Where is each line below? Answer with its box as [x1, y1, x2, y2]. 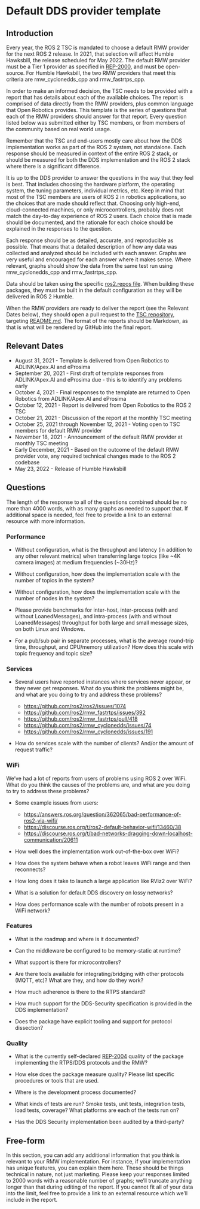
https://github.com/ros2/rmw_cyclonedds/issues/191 [23, 728, 153, 735]
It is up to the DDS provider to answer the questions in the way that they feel [6, 174, 194, 181]
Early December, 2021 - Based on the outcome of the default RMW [14, 446, 179, 453]
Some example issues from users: [14, 799, 99, 806]
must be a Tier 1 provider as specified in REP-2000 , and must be [6, 63, 165, 70]
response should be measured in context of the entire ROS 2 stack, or [6, 150, 178, 157]
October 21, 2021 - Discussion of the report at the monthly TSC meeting [14, 414, 192, 421]
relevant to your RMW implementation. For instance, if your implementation [6, 1157, 191, 1165]
